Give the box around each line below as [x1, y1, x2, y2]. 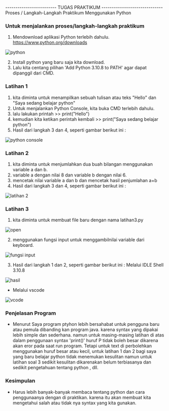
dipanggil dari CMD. [12, 70, 55, 76]
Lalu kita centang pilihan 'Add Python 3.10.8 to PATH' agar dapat [12, 65, 147, 71]
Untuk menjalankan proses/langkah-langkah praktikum [5, 22, 145, 30]
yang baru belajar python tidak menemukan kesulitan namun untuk [12, 354, 152, 360]
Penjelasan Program [5, 310, 56, 317]
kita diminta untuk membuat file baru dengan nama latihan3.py [12, 217, 144, 223]
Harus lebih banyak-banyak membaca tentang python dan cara [12, 389, 145, 395]
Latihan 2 [5, 149, 29, 157]
